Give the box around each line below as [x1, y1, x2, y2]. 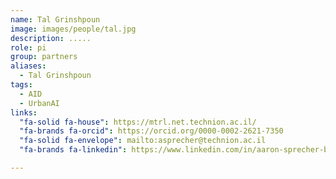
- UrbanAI [19, 98, 60, 108]
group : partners [10, 52, 78, 62]
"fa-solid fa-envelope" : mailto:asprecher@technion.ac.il [19, 136, 267, 146]
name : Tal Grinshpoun [10, 14, 101, 25]
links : [10, 107, 38, 118]
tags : [10, 80, 33, 90]
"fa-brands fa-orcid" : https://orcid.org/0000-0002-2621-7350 [19, 126, 284, 136]
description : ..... [10, 33, 92, 43]
